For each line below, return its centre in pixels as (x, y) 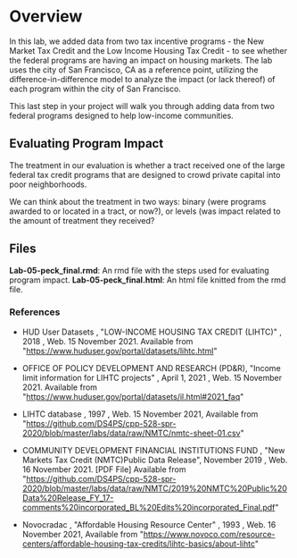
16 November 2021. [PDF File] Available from (104, 469)
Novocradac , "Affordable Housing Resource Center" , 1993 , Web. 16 (149, 524)
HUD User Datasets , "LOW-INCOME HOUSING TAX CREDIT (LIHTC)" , (152, 332)
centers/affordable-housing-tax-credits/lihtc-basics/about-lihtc (139, 544)
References (35, 312)
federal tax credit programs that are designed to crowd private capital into (145, 174)
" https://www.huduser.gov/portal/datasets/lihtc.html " (120, 351)
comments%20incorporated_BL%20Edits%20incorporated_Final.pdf (148, 507)
